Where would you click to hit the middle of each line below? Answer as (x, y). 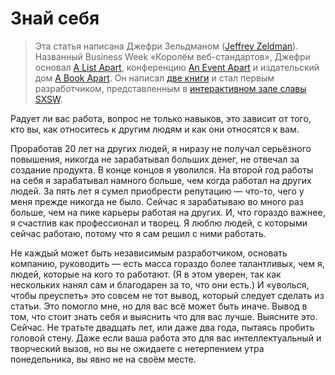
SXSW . (48, 99)
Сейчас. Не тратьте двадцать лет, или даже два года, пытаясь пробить (162, 327)
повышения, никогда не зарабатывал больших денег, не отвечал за (155, 159)
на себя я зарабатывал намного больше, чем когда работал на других (161, 180)
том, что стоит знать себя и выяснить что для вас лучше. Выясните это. (164, 316)
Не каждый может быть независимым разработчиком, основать (149, 253)
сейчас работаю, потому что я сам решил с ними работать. (138, 233)
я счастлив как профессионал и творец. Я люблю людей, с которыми (159, 223)
